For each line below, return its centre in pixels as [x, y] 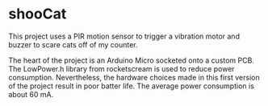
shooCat [38, 14]
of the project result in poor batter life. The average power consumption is [131, 86]
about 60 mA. [31, 94]
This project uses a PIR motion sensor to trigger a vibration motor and [124, 36]
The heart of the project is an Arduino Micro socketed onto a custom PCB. [131, 60]
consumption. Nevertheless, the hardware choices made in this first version [134, 77]
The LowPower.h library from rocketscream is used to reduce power [122, 68]
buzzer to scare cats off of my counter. [73, 44]
